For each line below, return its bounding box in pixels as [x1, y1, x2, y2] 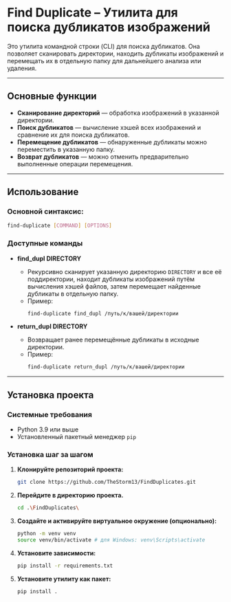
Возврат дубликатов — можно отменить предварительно [16, 153, 189, 161]
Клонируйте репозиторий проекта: [16, 465, 124, 473]
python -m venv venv [16, 531, 76, 537]
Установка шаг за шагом [7, 449, 93, 459]
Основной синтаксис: [7, 207, 84, 216]
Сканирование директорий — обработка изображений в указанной [16, 109, 219, 117]
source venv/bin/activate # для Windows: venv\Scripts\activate [16, 536, 206, 544]
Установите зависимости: [16, 548, 96, 557]
